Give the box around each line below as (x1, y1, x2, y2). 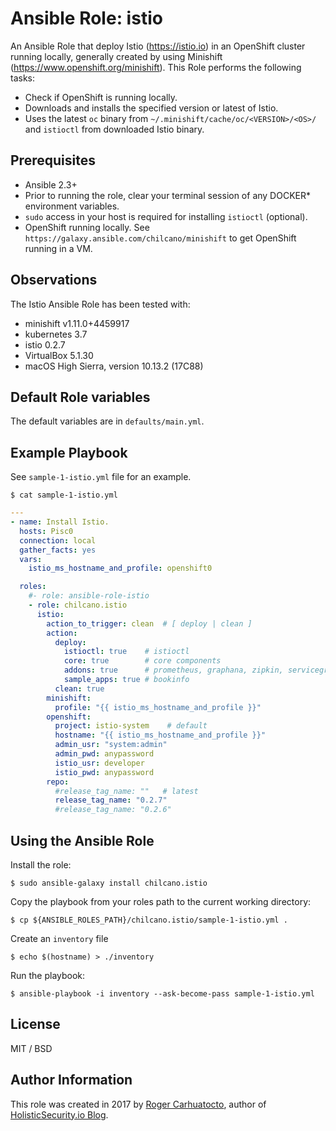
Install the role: (10, 859, 72, 871)
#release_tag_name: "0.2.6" (54, 805, 172, 815)
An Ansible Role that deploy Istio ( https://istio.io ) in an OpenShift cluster (10, 40, 306, 52)
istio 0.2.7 (24, 338, 66, 351)
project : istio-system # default (54, 721, 208, 731)
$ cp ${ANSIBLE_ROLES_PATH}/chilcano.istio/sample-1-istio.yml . (10, 915, 288, 925)
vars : (19, 554, 43, 564)
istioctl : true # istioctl (63, 647, 190, 657)
